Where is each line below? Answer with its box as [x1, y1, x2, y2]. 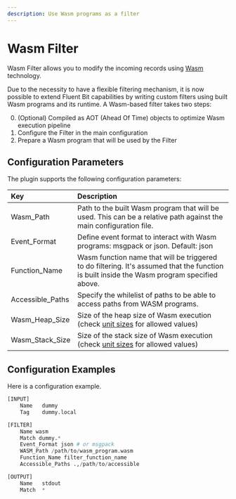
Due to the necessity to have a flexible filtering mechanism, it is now [7, 85, 205, 93]
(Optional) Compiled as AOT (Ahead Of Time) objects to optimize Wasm [17, 113, 225, 122]
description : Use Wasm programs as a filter [7, 10, 140, 18]
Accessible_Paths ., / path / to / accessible [20, 461, 140, 468]
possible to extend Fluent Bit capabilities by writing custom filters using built [7, 92, 228, 101]
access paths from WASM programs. [77, 299, 199, 309]
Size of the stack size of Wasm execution [77, 331, 213, 341]
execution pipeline [17, 121, 71, 129]
